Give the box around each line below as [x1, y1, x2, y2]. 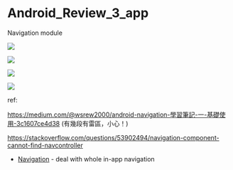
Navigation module [7, 28, 63, 37]
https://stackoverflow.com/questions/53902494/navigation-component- [7, 133, 220, 142]
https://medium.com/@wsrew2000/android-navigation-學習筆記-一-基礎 [7, 110, 220, 119]
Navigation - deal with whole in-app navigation [17, 154, 155, 163]
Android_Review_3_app [7, 5, 149, 21]
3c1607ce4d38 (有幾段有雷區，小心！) [16, 119, 129, 127]
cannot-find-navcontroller [7, 141, 83, 149]
